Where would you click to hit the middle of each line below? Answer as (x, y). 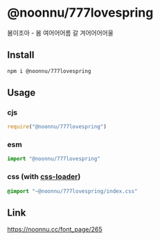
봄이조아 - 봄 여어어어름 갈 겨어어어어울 (61, 33)
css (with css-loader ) (44, 177)
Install (21, 55)
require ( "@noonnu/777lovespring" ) (57, 127)
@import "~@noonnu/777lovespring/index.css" (72, 191)
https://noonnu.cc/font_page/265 (55, 230)
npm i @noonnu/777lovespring (49, 71)
